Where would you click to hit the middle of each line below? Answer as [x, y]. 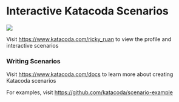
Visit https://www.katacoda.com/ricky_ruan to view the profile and [89, 39]
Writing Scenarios [33, 61]
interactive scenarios [32, 45]
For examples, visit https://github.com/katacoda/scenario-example [89, 92]
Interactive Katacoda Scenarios [87, 11]
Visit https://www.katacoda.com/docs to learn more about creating [90, 74]
